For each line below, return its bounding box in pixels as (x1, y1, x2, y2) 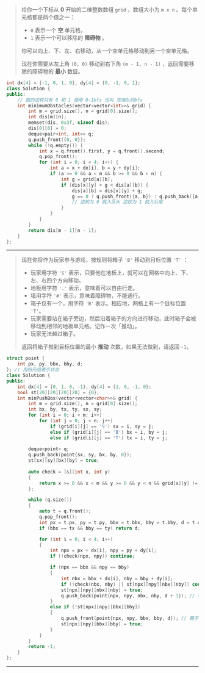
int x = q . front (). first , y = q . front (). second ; (38, 148, 165, 154)
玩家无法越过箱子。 (30, 330, 79, 337)
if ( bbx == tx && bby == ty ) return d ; (38, 525, 140, 531)
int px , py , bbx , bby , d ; (17, 361, 84, 367)
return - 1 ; (28, 644, 56, 650)
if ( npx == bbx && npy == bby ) (49, 564, 130, 570)
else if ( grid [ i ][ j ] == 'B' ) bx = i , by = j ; (49, 429, 168, 435)
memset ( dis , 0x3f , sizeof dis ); (28, 120, 111, 126)
